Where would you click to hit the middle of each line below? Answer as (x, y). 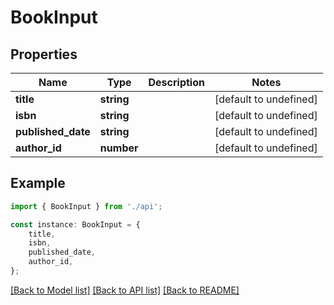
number (119, 148)
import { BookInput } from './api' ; (86, 206)
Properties (44, 54)
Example (38, 183)
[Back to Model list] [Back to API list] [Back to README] (125, 290)
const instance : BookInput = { (75, 224)
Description (176, 82)
